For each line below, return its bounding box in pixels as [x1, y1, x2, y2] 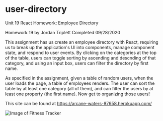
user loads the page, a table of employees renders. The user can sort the [5, 80, 155, 86]
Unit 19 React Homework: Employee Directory [5, 20, 98, 26]
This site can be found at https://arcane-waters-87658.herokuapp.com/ [5, 100, 152, 106]
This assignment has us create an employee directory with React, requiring [5, 39, 159, 45]
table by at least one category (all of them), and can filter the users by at [5, 85, 154, 91]
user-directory [5, 3, 67, 15]
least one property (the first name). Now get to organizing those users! [5, 91, 150, 97]
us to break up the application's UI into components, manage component [5, 44, 155, 50]
